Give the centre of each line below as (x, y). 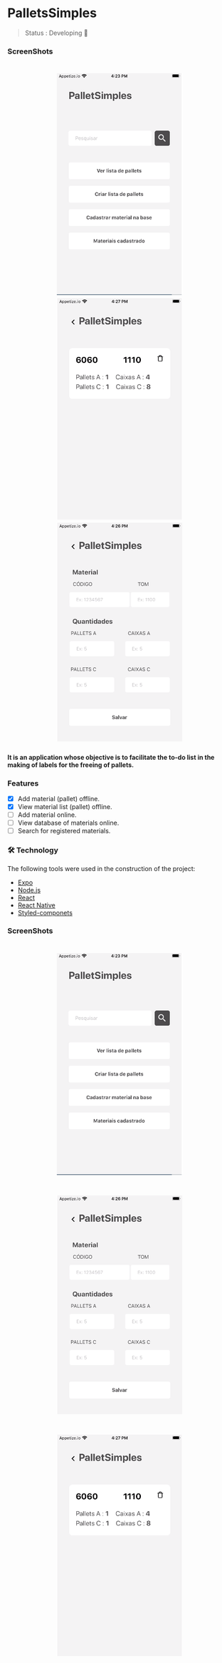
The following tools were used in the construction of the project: (101, 868)
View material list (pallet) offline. (65, 807)
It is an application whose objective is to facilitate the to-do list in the (111, 757)
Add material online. (47, 815)
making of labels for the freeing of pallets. (70, 765)
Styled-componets (45, 912)
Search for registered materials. (64, 831)
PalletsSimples (52, 13)
